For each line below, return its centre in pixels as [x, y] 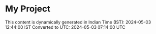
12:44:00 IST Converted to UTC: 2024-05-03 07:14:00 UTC [65, 27]
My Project [28, 9]
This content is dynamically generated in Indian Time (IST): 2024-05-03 [78, 22]
